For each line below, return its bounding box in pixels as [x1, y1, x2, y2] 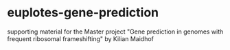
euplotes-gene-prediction [7, 5, 159, 21]
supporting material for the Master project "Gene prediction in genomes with [7, 27, 224, 36]
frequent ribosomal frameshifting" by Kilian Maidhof [7, 34, 154, 42]
